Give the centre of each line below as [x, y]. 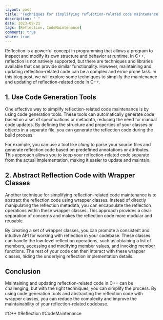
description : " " [23, 19]
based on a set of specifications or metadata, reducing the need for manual [81, 119]
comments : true [20, 32]
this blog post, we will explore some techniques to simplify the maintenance [81, 77]
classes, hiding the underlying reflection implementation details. [69, 256]
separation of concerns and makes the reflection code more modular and [79, 215]
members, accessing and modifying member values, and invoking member [80, 246]
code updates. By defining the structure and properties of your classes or [79, 125]
